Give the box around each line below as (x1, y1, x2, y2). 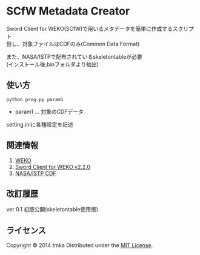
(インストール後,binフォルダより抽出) (6, 61, 99, 68)
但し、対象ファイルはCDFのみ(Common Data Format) (6, 40, 140, 47)
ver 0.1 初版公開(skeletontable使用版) (6, 206, 99, 213)
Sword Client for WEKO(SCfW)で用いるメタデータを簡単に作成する (6, 25, 173, 32)
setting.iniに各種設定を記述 (6, 121, 74, 128)
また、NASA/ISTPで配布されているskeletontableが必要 (6, 53, 142, 60)
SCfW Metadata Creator (6, 4, 130, 18)
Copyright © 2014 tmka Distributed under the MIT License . (6, 242, 153, 249)
